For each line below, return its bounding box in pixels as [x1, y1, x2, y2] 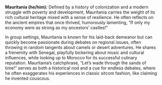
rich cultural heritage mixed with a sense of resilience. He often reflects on [5, 15, 154, 20]
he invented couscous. [5, 75, 51, 81]
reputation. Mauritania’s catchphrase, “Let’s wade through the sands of [5, 60, 147, 66]
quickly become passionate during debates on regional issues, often [5, 39, 141, 45]
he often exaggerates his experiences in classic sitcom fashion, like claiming [5, 70, 157, 76]
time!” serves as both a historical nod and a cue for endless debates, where [5, 65, 156, 71]
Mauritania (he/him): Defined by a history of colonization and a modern [5, 4, 148, 10]
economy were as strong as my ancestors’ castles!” [5, 25, 108, 31]
